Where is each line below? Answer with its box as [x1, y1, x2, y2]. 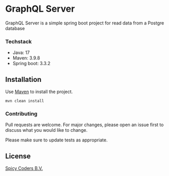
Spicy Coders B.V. [5, 165, 43, 171]
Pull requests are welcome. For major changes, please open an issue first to [5, 122, 164, 128]
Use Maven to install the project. [5, 89, 73, 95]
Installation [5, 75, 42, 84]
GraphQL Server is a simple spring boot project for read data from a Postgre [5, 20, 164, 26]
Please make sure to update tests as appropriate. [5, 137, 108, 143]
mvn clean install [5, 99, 44, 104]
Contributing [5, 110, 38, 117]
